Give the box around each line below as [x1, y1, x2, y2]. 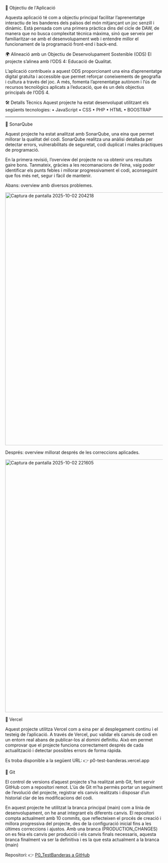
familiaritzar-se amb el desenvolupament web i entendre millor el [5, 36, 139, 42]
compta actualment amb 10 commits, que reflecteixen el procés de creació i [5, 815, 161, 821]
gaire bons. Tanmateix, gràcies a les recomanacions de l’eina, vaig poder [5, 162, 155, 168]
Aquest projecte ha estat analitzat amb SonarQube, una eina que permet [5, 131, 154, 137]
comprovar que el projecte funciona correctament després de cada [5, 742, 144, 748]
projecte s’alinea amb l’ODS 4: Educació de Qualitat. [5, 58, 112, 64]
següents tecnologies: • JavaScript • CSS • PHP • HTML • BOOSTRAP [5, 107, 151, 112]
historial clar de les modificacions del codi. [5, 795, 93, 801]
